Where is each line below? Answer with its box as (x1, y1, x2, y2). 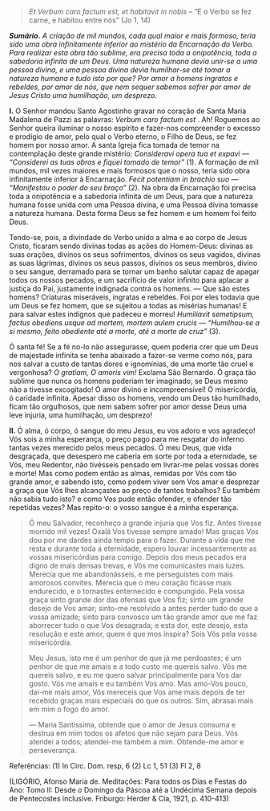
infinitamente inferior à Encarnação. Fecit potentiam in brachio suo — (9, 174, 239, 184)
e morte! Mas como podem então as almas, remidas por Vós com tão (9, 469, 237, 478)
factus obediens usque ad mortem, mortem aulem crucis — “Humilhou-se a (9, 318, 260, 328)
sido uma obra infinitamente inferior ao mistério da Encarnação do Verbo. (9, 39, 255, 49)
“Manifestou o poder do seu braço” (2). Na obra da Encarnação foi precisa (9, 183, 256, 192)
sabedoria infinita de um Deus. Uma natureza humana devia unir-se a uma (9, 56, 258, 66)
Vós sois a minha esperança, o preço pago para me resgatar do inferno (9, 434, 244, 444)
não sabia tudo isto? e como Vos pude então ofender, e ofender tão (9, 494, 232, 503)
